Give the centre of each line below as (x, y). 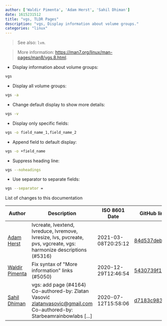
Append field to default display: (44, 142)
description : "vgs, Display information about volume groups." (72, 24)
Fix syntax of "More (55, 264)
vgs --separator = (24, 188)
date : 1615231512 (23, 14)
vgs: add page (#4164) (59, 285)
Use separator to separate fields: (46, 179)
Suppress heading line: (36, 161)
